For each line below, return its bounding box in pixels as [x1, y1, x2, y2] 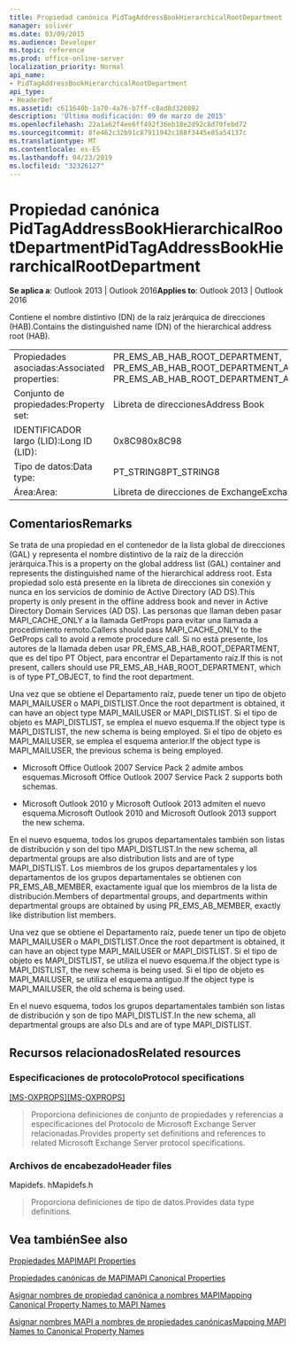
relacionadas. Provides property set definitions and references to [30, 1128, 266, 1138]
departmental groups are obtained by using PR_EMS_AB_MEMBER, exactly [9, 901, 281, 911]
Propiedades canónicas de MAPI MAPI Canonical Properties [9, 1272, 226, 1283]
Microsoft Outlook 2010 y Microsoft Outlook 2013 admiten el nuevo [21, 799, 266, 809]
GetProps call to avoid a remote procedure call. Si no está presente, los [9, 634, 268, 645]
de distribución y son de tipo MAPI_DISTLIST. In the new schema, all [9, 1010, 256, 1020]
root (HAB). [9, 331, 50, 341]
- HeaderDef [9, 95, 53, 105]
